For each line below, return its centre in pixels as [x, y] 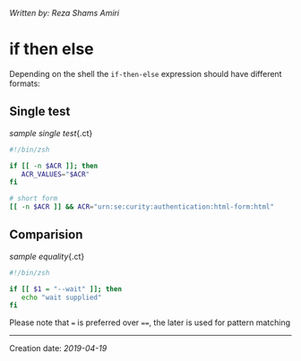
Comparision [46, 235]
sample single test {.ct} [51, 133]
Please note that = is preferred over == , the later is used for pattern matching [150, 322]
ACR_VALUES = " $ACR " [56, 174]
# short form [34, 199]
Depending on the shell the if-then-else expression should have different [146, 73]
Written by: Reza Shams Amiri [64, 13]
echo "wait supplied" [61, 297]
